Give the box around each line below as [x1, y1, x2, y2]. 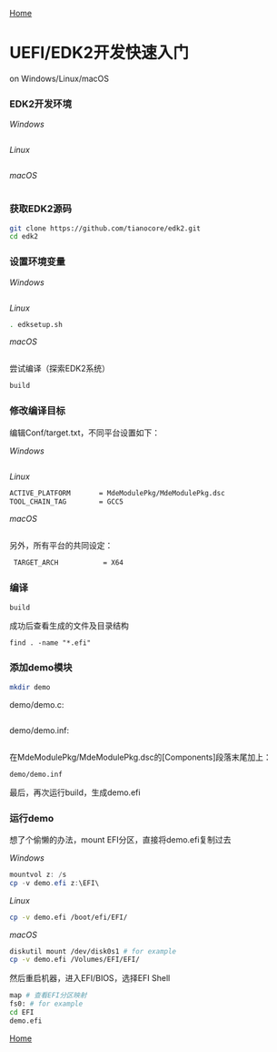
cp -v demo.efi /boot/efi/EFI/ [9, 913, 128, 922]
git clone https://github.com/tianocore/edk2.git [9, 223, 202, 233]
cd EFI [9, 1008, 35, 1017]
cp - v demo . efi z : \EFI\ [9, 878, 100, 887]
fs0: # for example [9, 999, 84, 1009]
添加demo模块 [9, 661, 73, 674]
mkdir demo [9, 682, 51, 691]
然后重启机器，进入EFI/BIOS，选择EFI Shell [9, 973, 171, 984]
